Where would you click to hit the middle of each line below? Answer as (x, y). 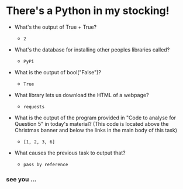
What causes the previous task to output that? (70, 153)
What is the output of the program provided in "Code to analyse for (95, 118)
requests (34, 106)
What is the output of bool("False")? (58, 72)
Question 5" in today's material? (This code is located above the (91, 123)
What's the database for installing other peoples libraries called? (92, 49)
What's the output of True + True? (56, 27)
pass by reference (46, 164)
